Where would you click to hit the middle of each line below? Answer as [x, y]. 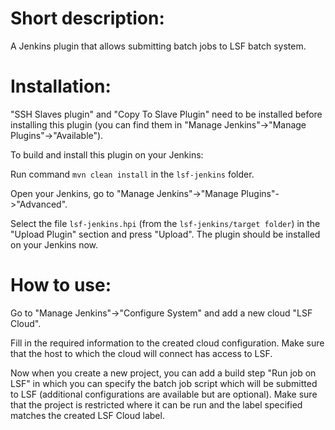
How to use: [61, 285]
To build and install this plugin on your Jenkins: [107, 154]
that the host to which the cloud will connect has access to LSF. [141, 353]
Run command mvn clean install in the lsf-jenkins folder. [132, 174]
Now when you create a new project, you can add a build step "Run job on [163, 373]
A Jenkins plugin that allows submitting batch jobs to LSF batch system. [158, 46]
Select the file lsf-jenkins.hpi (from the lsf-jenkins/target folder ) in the [165, 223]
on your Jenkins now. [54, 244]
